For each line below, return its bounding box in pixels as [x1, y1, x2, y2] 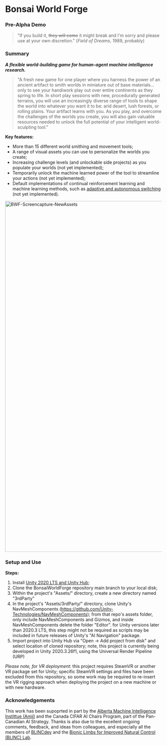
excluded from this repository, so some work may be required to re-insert [5, 674, 156, 680]
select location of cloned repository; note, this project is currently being [12, 643, 159, 649]
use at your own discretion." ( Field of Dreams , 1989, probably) [17, 38, 145, 44]
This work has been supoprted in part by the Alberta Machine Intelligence [5, 708, 156, 714]
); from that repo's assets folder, [87, 611, 153, 618]
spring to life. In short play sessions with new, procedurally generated [17, 92, 160, 98]
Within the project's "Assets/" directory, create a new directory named [12, 590, 157, 596]
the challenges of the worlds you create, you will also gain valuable [17, 113, 155, 119]
